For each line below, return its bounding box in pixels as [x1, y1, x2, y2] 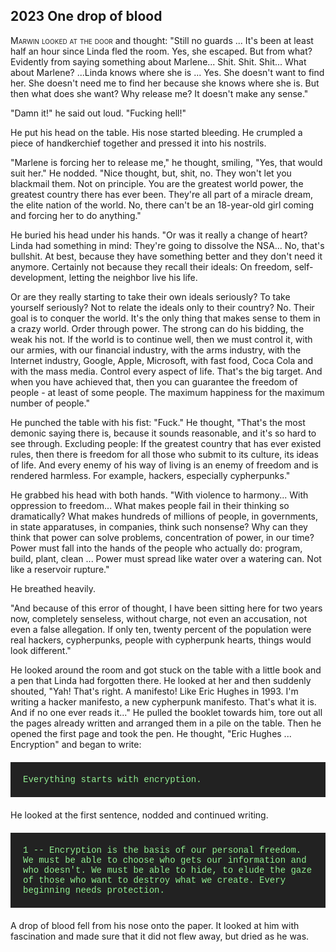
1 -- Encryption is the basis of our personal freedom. [23, 844, 302, 856]
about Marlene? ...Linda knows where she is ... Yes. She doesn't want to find [10, 66, 325, 78]
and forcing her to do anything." [10, 209, 142, 221]
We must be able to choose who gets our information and [23, 854, 307, 866]
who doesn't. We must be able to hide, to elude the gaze [23, 864, 313, 876]
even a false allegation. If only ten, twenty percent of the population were [10, 623, 312, 635]
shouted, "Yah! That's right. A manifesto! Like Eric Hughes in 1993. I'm [10, 685, 299, 697]
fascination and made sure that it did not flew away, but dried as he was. [10, 930, 310, 942]
